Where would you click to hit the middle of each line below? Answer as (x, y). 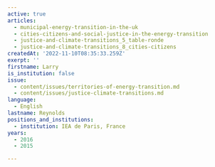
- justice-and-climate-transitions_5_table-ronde (89, 41)
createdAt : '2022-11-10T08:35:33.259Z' (67, 54)
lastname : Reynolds (36, 113)
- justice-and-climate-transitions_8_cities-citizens (95, 47)
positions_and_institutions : (51, 119)
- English (28, 107)
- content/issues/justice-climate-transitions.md (89, 93)
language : (22, 100)
